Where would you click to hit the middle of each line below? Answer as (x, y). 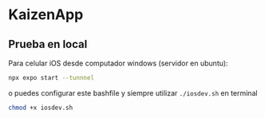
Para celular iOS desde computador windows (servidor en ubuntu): (119, 63)
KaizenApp (46, 15)
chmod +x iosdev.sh (41, 108)
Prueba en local (48, 44)
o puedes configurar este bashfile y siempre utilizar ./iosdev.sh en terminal (133, 92)
